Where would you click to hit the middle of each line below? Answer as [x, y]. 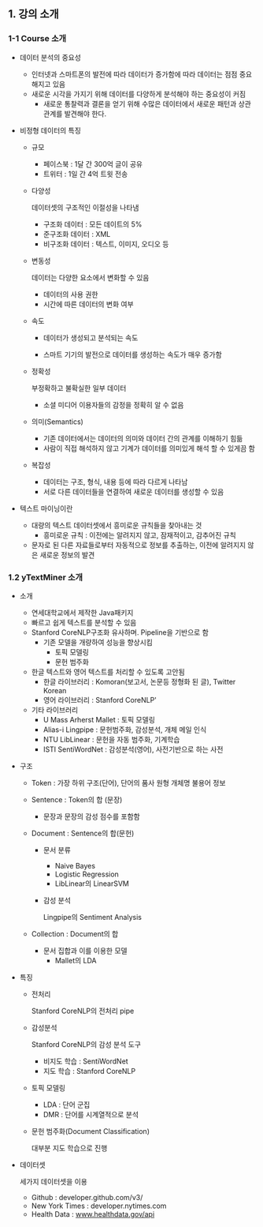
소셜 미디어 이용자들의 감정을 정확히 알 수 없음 [113, 404]
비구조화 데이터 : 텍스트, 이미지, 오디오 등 [106, 244]
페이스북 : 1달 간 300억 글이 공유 [93, 163]
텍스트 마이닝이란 [46, 508]
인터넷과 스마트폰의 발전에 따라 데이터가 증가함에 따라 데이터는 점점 [134, 74]
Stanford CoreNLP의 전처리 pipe [83, 1011]
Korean [55, 690]
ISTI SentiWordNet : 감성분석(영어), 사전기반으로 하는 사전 [133, 749]
